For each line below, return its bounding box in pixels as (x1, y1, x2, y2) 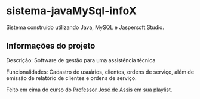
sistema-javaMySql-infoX (6, 4, 137, 18)
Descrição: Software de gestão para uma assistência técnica (6, 56, 156, 63)
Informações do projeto (6, 41, 96, 51)
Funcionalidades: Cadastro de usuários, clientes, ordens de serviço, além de (6, 68, 195, 75)
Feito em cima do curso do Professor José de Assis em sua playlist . (6, 86, 173, 93)
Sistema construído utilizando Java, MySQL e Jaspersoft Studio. (6, 24, 164, 31)
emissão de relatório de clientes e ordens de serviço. (6, 74, 137, 81)
